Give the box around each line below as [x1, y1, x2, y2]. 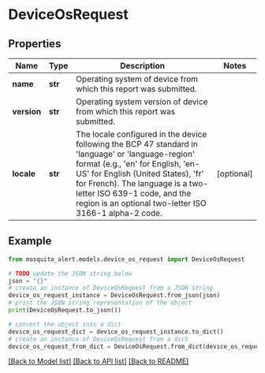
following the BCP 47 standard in [76, 139, 199, 149]
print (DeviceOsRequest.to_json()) [8, 306, 122, 315]
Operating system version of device [76, 96, 208, 107]
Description [120, 61, 166, 71]
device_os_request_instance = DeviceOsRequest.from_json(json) [8, 292, 221, 300]
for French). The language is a [76, 178, 188, 188]
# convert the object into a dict [8, 320, 122, 328]
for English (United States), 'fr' [91, 168, 204, 179]
